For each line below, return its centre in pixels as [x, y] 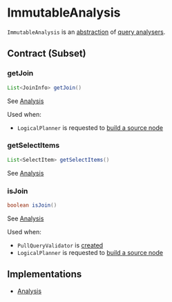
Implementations [45, 274]
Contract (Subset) [47, 54]
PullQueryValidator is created [60, 245]
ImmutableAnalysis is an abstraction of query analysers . [86, 32]
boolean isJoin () [32, 205]
